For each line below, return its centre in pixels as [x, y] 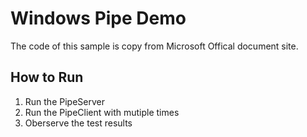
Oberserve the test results [78, 123]
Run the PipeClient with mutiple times [102, 112]
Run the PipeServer [64, 101]
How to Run [47, 77]
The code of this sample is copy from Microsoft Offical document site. [154, 46]
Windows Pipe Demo [98, 18]
